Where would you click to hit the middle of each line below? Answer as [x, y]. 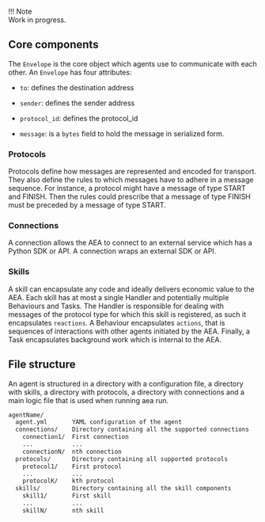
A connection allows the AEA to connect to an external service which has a [131, 243]
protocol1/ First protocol [72, 467]
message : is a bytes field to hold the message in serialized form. [122, 133]
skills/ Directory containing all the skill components [123, 489]
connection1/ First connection [76, 437]
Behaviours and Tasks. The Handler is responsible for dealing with [116, 306]
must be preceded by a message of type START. [87, 205]
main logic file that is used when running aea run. [88, 400]
